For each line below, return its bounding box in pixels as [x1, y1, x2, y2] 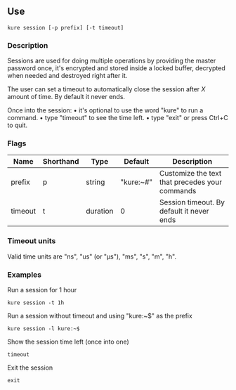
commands [159, 186, 197, 196]
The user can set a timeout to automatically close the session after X [7, 85, 206, 93]
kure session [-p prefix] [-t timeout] [7, 24, 124, 31]
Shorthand [42, 157, 79, 167]
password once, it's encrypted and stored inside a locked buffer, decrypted [7, 64, 226, 72]
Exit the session [7, 363, 53, 372]
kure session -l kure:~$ [7, 325, 80, 332]
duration [86, 207, 114, 216]
